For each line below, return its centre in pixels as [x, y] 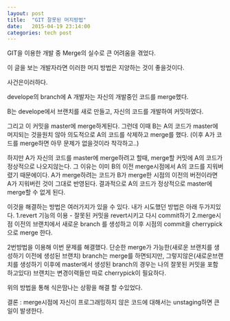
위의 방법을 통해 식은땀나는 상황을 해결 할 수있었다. [75, 288]
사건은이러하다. [27, 82]
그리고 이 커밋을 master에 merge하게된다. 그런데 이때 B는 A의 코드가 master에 [113, 126]
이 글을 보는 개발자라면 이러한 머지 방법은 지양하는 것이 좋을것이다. [96, 68]
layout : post [26, 13]
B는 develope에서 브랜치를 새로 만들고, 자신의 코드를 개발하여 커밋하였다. [105, 111]
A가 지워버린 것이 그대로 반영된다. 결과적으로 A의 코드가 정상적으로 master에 [110, 184]
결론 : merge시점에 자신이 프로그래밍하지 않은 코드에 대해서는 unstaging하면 [110, 302]
